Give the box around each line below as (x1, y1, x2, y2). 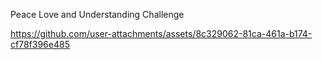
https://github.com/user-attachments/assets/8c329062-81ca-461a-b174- (10, 28, 313, 39)
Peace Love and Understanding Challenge (10, 9, 185, 20)
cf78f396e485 (10, 39, 70, 50)
